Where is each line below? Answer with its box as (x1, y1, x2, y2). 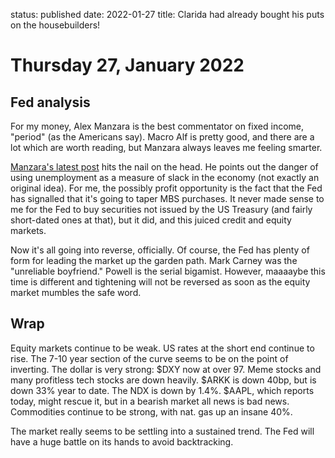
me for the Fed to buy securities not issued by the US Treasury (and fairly (10, 204, 313, 215)
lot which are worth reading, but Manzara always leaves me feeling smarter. (10, 142, 323, 153)
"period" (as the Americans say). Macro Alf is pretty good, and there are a (10, 131, 315, 143)
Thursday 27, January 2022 (10, 54, 245, 77)
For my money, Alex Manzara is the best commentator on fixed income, (10, 120, 305, 132)
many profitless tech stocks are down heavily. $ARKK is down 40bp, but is (10, 374, 317, 386)
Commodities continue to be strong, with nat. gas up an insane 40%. (10, 405, 293, 418)
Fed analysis (10, 94, 91, 111)
